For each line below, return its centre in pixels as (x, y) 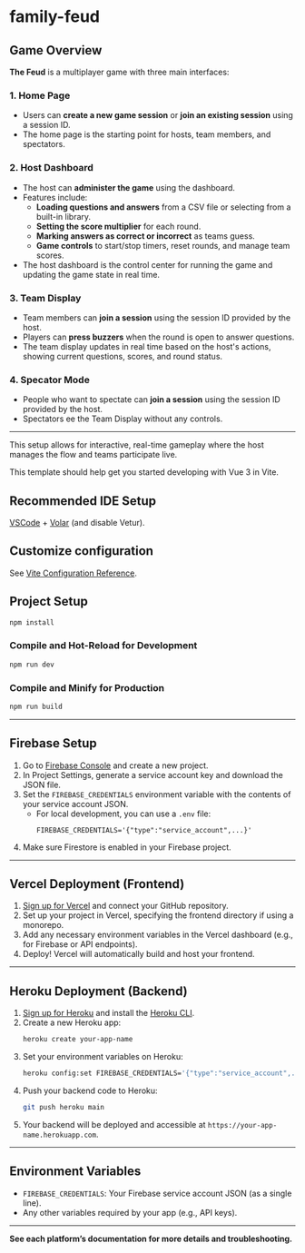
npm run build (36, 706)
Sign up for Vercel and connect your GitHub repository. (125, 906)
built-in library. (64, 216)
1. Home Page (40, 95)
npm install (32, 622)
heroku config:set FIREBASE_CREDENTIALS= (102, 1073)
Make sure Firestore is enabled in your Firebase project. (127, 847)
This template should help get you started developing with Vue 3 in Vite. (144, 472)
